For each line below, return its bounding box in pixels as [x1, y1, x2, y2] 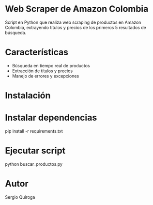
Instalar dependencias [5, 112, 97, 123]
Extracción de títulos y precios [12, 68, 73, 74]
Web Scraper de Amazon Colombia [5, 3, 149, 15]
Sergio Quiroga [5, 194, 35, 200]
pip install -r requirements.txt [5, 128, 63, 134]
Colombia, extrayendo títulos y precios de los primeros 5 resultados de [5, 24, 146, 30]
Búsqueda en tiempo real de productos [12, 63, 90, 68]
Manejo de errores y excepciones [12, 73, 79, 79]
